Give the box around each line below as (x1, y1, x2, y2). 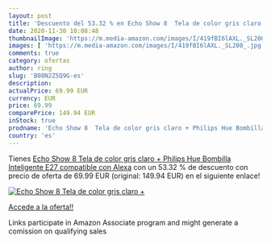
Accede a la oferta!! (8, 202, 74, 212)
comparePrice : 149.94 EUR (8, 110, 95, 118)
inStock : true (8, 117, 56, 125)
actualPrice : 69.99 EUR (8, 86, 89, 95)
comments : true (8, 49, 60, 57)
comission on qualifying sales (8, 226, 107, 236)
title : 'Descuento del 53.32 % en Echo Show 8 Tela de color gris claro (8, 19, 262, 27)
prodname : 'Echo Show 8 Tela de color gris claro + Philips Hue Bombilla (8, 124, 265, 132)
